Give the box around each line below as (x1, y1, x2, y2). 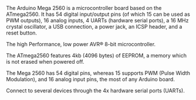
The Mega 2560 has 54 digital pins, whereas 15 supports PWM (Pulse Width (6, 70, 191, 77)
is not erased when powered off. (6, 58, 85, 65)
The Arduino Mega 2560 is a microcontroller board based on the (6, 5, 162, 11)
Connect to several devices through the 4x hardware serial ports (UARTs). (6, 87, 185, 94)
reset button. (6, 29, 37, 36)
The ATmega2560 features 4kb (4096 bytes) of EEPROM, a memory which (6, 52, 187, 59)
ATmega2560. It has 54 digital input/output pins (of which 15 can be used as (6, 11, 191, 18)
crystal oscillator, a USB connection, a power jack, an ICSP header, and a (6, 23, 183, 30)
